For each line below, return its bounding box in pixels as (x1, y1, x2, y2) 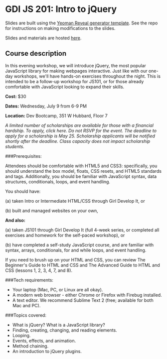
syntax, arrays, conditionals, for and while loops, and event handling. (5, 247, 147, 253)
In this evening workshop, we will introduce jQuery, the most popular (5, 62, 146, 68)
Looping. (12, 332, 31, 338)
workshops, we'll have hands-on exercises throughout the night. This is (14, 73, 161, 79)
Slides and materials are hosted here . (5, 35, 82, 41)
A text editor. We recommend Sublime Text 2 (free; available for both (12, 297, 154, 303)
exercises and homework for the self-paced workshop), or (5, 232, 125, 238)
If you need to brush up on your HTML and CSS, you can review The (5, 256, 146, 262)
